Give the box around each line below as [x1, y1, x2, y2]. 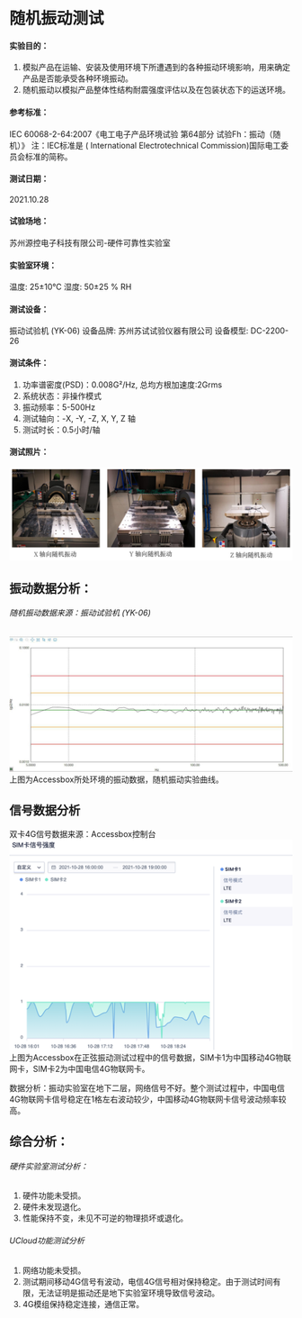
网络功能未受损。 [22, 1265, 86, 1276]
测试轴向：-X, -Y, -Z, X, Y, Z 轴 [22, 413, 137, 423]
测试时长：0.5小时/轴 [22, 424, 101, 435]
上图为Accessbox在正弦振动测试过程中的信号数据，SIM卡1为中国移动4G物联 [9, 1051, 292, 1063]
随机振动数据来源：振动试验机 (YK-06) [9, 607, 151, 618]
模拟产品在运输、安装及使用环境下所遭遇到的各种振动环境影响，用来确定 [22, 62, 290, 73]
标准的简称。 [24, 150, 73, 162]
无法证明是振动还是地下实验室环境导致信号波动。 [38, 1287, 220, 1298]
